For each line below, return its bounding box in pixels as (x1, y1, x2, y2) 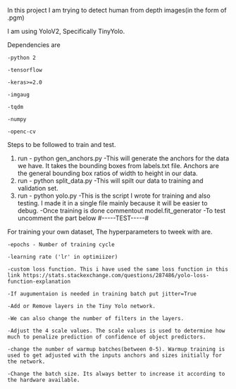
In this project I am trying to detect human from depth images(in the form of (7, 6, 227, 14)
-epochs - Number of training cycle (7, 241, 115, 248)
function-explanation (7, 278, 71, 285)
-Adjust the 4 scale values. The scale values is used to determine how (7, 327, 225, 334)
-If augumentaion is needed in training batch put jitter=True (7, 291, 197, 298)
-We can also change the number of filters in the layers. (7, 315, 185, 322)
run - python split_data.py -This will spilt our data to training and (17, 177, 204, 185)
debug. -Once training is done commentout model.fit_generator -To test (17, 207, 226, 215)
